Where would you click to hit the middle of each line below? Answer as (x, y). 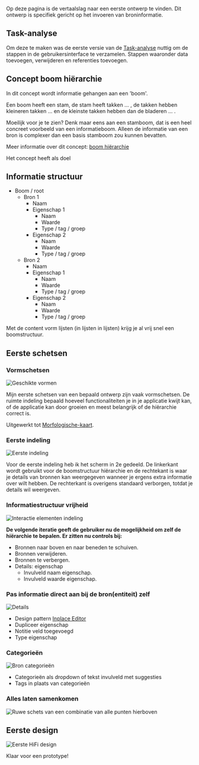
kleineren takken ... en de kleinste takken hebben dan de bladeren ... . (91, 111)
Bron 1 (31, 197)
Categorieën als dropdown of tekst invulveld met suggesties (88, 677)
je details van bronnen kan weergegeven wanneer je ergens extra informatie (99, 477)
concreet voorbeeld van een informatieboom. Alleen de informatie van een (97, 129)
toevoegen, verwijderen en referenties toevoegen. (67, 60)
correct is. (19, 414)
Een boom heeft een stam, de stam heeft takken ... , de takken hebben (92, 105)
